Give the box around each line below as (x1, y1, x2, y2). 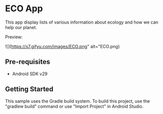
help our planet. (5, 24, 37, 30)
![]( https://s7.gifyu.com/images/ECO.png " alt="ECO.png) (5, 43, 120, 49)
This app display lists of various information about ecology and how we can (5, 19, 159, 25)
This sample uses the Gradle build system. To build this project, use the (5, 98, 150, 104)
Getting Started (5, 85, 54, 93)
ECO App (5, 3, 43, 14)
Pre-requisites (5, 57, 50, 66)
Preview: (5, 34, 23, 40)
